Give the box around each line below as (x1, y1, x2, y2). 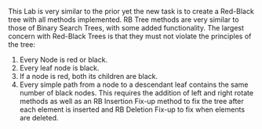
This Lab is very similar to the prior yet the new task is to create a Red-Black (8, 7, 255, 16)
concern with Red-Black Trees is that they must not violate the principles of (8, 31, 252, 41)
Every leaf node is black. (19, 63, 100, 73)
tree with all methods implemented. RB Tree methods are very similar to (8, 15, 239, 24)
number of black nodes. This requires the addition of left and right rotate (19, 88, 253, 97)
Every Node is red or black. (19, 55, 108, 64)
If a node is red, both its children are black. (19, 72, 158, 81)
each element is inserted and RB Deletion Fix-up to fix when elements (19, 105, 246, 114)
